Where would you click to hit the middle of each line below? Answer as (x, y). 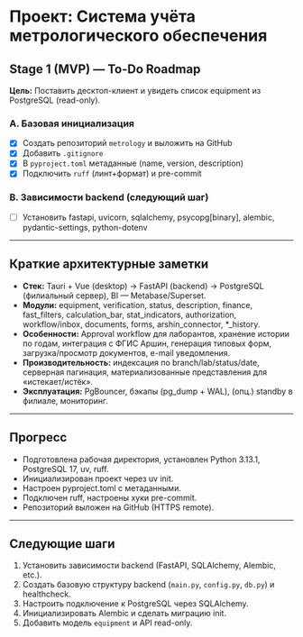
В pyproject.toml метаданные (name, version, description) (133, 163)
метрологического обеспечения (138, 36)
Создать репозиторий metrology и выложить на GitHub (127, 143)
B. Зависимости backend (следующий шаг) (109, 197)
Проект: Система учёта (103, 17)
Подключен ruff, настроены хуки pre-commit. (110, 497)
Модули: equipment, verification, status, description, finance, (138, 305)
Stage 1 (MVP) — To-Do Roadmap (105, 69)
